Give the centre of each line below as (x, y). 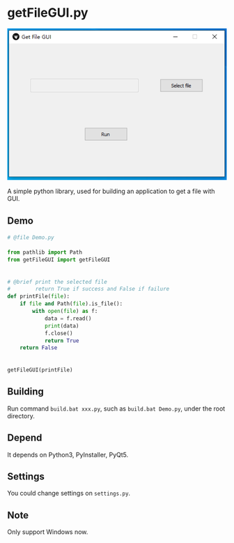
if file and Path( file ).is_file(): (71, 304)
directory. (21, 415)
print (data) (62, 326)
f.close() (58, 333)
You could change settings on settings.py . (69, 494)
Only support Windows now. (48, 532)
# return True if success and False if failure (88, 289)
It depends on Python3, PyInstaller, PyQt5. (68, 454)
